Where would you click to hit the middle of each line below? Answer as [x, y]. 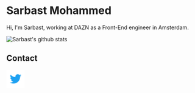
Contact [22, 58]
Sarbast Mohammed [59, 11]
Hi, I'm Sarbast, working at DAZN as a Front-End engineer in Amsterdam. [97, 27]
